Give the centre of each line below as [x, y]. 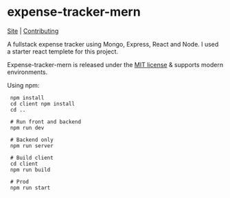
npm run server [32, 146]
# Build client [32, 158]
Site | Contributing [33, 31]
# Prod [20, 182]
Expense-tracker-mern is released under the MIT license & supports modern [115, 64]
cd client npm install [43, 103]
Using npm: [23, 85]
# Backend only [32, 140]
